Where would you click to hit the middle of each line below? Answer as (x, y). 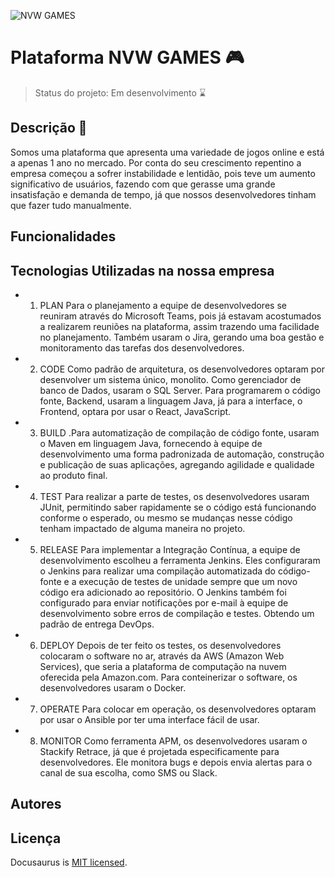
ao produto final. (73, 475)
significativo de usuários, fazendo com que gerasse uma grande (143, 184)
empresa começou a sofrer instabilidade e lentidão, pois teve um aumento (163, 173)
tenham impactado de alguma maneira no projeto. (142, 528)
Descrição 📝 (49, 128)
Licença (36, 838)
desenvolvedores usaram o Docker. (113, 687)
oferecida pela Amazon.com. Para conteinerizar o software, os (168, 677)
